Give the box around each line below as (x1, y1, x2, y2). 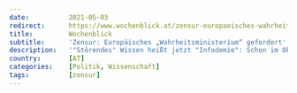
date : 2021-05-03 (9, 12, 109, 22)
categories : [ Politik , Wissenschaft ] (9, 63, 161, 72)
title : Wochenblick (9, 29, 113, 38)
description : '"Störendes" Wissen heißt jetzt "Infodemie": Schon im (9, 46, 278, 55)
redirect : (9, 21, 46, 30)
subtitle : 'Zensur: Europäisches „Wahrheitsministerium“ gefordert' (9, 37, 287, 47)
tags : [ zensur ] (9, 71, 101, 80)
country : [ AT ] (9, 54, 86, 63)
